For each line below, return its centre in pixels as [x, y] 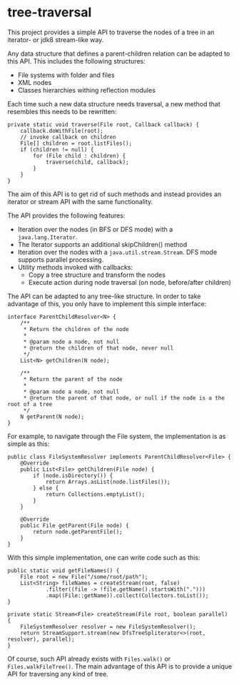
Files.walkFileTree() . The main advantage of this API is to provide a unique [120, 666]
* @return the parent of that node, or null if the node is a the [124, 398]
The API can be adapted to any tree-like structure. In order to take [104, 296]
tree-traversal [50, 12]
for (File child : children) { [80, 156]
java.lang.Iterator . [47, 237]
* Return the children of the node [76, 329]
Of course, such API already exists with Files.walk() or [89, 659]
